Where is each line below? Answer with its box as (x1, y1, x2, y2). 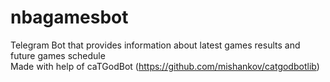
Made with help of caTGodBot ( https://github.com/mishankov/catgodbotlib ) (10, 60, 320, 72)
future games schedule (10, 49, 106, 61)
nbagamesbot (10, 6, 129, 29)
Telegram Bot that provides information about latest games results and (10, 39, 301, 51)
